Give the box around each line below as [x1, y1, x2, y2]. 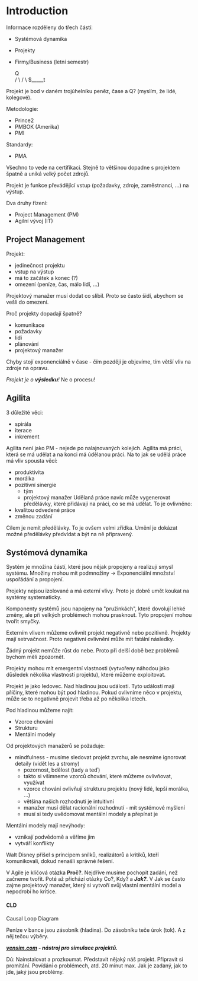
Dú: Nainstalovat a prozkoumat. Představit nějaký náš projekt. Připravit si [6, 955, 183, 963]
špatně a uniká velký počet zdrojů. [6, 170, 90, 177]
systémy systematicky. [6, 594, 62, 601]
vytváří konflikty [14, 840, 54, 847]
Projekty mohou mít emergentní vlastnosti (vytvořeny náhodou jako [6, 665, 170, 672]
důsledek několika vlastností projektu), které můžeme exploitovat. [6, 671, 166, 679]
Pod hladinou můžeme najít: [6, 707, 74, 714]
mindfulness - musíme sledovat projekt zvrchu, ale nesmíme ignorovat [14, 754, 186, 761]
